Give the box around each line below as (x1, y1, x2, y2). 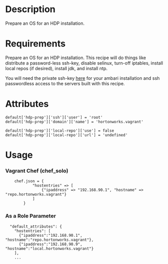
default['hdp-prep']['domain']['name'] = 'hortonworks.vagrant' (5, 119, 144, 124)
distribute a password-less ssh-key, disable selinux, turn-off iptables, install (5, 60, 163, 66)
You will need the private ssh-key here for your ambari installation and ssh (5, 75, 160, 81)
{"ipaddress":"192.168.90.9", (18, 241, 82, 247)
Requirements (5, 38, 66, 49)
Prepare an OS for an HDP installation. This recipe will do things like (5, 55, 146, 61)
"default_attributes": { (10, 224, 62, 229)
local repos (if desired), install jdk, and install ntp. (5, 65, 108, 71)
